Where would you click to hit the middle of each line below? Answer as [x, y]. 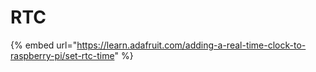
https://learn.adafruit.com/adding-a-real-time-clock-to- [191, 45]
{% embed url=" [44, 45]
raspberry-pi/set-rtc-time [62, 55]
